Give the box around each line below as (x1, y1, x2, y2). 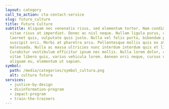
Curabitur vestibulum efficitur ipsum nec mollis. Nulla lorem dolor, (10, 49, 161, 54)
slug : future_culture (5, 17, 51, 22)
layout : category (5, 7, 42, 13)
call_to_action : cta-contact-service (5, 12, 84, 17)
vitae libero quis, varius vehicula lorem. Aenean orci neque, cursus (10, 54, 161, 59)
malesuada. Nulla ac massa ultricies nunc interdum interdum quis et (10, 45, 158, 50)
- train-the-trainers (10, 96, 55, 101)
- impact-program (10, 91, 46, 96)
